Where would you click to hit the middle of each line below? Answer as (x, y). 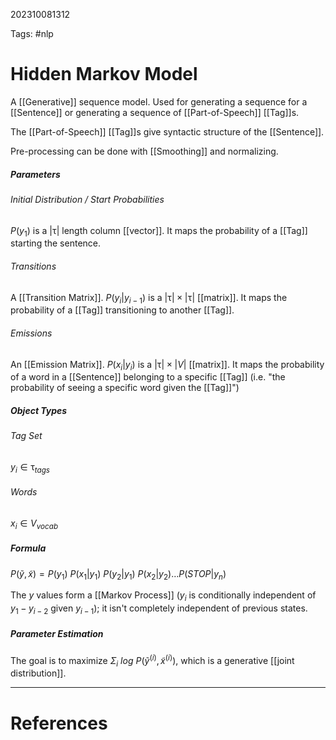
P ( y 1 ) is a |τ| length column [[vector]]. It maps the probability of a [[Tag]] (159, 231)
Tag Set (26, 436)
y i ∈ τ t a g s (30, 467)
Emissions (31, 333)
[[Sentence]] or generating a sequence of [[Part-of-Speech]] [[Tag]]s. (155, 112)
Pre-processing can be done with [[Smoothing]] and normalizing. (144, 151)
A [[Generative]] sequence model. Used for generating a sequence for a (159, 101)
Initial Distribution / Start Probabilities (87, 199)
